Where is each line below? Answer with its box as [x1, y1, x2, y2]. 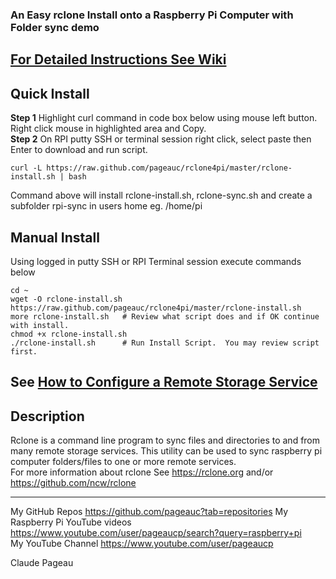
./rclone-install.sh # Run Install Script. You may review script [10, 338, 320, 348]
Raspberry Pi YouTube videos [10, 516, 132, 528]
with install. [10, 320, 70, 330]
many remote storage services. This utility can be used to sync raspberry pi [10, 445, 323, 457]
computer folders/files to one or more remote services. [10, 456, 237, 468]
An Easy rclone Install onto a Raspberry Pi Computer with [10, 8, 294, 22]
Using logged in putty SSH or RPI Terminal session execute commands [10, 255, 302, 267]
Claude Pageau [10, 557, 74, 569]
